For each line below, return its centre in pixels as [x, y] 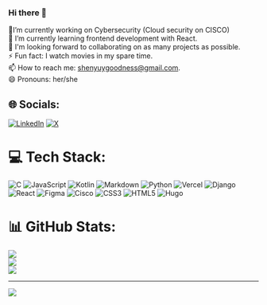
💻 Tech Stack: [57, 157]
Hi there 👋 [28, 13]
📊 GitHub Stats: [62, 227]
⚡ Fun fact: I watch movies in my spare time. [81, 56]
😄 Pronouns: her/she [43, 80]
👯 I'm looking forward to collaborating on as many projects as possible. [124, 47]
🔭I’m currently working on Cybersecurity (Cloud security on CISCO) [119, 30]
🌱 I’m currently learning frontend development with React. [103, 38]
